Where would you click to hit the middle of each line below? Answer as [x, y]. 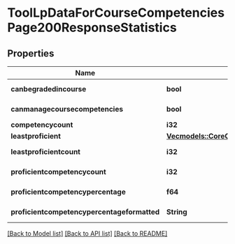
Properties [31, 53]
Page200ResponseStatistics [92, 28]
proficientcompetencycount [58, 172]
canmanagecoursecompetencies [67, 109]
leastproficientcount [45, 152]
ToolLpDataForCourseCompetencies [116, 13]
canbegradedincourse [49, 89]
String [177, 212]
